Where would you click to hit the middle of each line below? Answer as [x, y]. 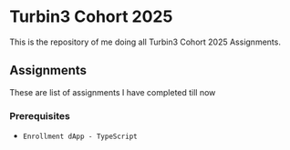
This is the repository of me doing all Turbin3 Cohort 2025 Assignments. [145, 42]
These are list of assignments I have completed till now [113, 92]
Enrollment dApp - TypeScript [80, 137]
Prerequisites [40, 115]
